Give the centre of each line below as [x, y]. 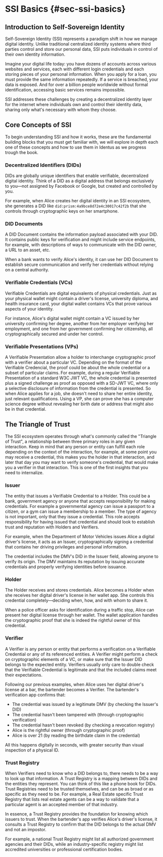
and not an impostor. [26, 829]
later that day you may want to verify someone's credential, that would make [82, 462]
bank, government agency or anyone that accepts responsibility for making [80, 501]
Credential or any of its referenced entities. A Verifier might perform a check [81, 654]
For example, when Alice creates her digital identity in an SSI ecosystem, [78, 201]
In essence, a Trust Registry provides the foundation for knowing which [77, 814]
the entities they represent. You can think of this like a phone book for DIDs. [81, 784]
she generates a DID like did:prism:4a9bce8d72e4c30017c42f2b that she [76, 206]
